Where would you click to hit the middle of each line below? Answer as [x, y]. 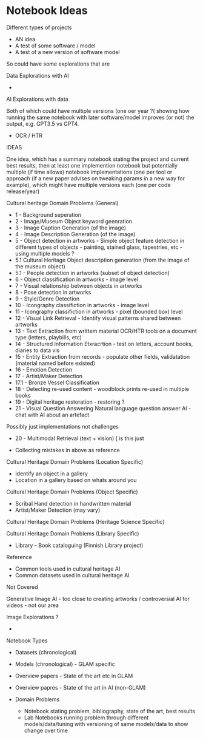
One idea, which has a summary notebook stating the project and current [98, 159]
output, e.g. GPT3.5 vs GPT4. [43, 124]
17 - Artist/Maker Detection [49, 376]
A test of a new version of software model [67, 52]
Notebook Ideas [47, 11]
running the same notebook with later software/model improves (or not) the [100, 117]
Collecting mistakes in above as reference [67, 450]
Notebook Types [27, 640]
